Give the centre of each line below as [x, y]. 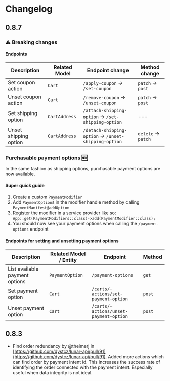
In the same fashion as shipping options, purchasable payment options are [83, 168]
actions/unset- [110, 311]
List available [23, 269]
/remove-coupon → [104, 97]
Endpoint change [108, 70]
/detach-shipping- [105, 130]
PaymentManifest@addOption [41, 208]
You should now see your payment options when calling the [75, 224]
